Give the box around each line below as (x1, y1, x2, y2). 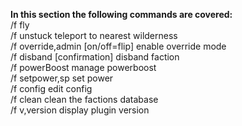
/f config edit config (10, 83, 93, 94)
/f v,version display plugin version (10, 104, 150, 116)
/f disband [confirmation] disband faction (10, 51, 180, 63)
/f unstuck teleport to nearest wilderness (10, 30, 178, 41)
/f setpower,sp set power (10, 72, 114, 84)
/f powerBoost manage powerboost (10, 62, 157, 73)
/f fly (10, 19, 30, 31)
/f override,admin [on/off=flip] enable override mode (10, 40, 227, 52)
